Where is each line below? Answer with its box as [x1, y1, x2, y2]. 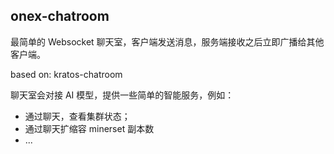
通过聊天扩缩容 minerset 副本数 [24, 122, 155, 134]
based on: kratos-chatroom [10, 68, 123, 80]
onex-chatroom [10, 8, 110, 25]
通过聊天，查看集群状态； [24, 110, 131, 122]
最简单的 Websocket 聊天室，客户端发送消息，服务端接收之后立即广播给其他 [10, 35, 325, 48]
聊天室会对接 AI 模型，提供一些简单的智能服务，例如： [10, 89, 235, 101]
